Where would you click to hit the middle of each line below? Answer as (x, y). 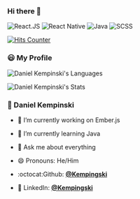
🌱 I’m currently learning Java (59, 133)
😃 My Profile (30, 58)
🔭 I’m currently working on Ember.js (69, 120)
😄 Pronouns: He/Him (48, 161)
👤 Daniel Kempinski (41, 105)
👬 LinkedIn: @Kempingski (55, 187)
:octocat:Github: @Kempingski (62, 174)
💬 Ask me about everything (56, 147)
